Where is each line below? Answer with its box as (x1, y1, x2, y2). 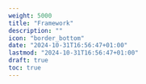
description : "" (8, 26, 63, 34)
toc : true (8, 64, 42, 72)
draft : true (8, 57, 48, 65)
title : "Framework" (8, 19, 74, 27)
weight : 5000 (8, 11, 52, 20)
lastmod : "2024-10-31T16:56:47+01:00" (8, 49, 139, 57)
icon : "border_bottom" (8, 34, 85, 42)
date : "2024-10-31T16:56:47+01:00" (8, 42, 128, 50)
